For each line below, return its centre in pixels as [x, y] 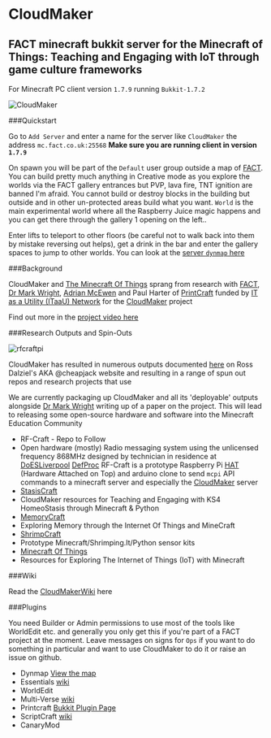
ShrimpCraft [41, 534]
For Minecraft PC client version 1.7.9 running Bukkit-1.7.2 [107, 89]
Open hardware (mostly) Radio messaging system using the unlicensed [139, 447]
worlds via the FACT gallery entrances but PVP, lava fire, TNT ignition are [131, 185]
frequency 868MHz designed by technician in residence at [118, 456]
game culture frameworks [75, 69]
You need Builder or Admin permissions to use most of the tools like [122, 623]
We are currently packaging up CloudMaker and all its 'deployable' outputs [133, 397]
